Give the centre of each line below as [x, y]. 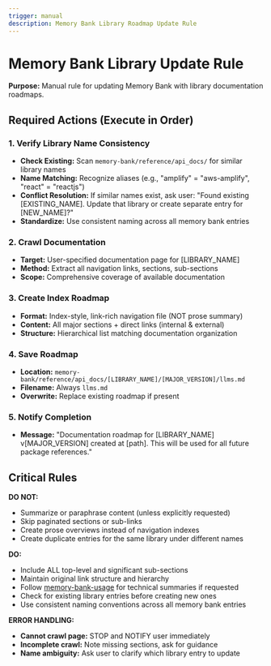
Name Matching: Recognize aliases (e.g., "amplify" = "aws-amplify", [135, 178]
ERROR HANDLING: [41, 621]
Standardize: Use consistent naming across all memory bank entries [135, 221]
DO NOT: [23, 497]
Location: [36, 372]
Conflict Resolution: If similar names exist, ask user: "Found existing [134, 196]
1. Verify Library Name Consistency [79, 143]
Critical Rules [43, 477]
